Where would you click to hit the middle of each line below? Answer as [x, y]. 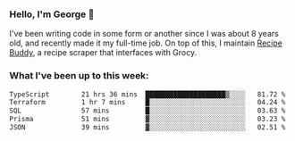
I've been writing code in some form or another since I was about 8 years [144, 34]
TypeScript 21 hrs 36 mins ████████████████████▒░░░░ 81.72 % [147, 94]
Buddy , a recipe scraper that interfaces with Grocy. [103, 53]
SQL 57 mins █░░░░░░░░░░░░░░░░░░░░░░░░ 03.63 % [147, 111]
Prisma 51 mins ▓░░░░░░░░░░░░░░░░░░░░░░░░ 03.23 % [147, 120]
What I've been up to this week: [79, 76]
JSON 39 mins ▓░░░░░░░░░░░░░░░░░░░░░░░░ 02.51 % [147, 128]
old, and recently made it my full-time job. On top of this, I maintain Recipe [146, 43]
